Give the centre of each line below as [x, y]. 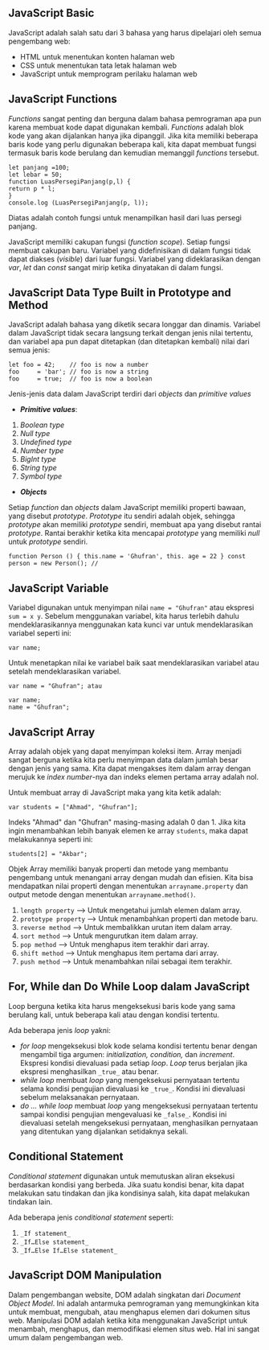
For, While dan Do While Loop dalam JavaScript [129, 987]
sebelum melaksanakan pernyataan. [80, 1097]
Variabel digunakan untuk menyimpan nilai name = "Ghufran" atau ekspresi [131, 607]
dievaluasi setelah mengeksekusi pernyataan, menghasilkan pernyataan [139, 1122]
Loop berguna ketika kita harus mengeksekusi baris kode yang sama [122, 1006]
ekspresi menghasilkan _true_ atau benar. [89, 1071]
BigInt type [38, 459]
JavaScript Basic [51, 13]
